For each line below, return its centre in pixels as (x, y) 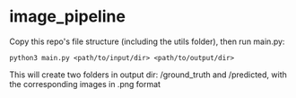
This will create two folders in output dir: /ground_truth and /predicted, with (148, 75)
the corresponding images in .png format (85, 84)
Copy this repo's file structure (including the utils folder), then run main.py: (147, 41)
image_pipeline (67, 17)
